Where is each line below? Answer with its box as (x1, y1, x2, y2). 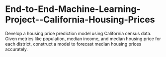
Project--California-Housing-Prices (5, 14, 155, 25)
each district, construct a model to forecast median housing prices (5, 41, 142, 47)
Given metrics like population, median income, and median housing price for (5, 36, 162, 42)
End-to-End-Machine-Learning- (5, 3, 141, 15)
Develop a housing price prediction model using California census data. (5, 30, 152, 36)
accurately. (5, 46, 28, 52)
